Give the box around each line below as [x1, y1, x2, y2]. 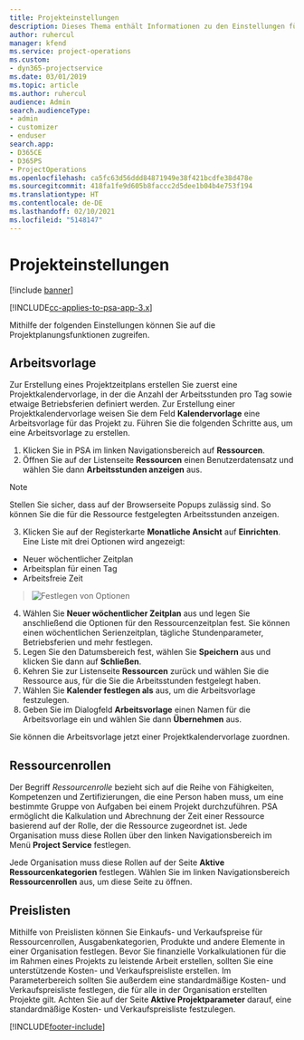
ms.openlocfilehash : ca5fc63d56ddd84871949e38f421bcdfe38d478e [9, 173, 253, 182]
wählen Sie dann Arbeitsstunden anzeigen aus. [22, 464, 203, 476]
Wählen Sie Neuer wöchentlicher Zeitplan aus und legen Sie [22, 608, 251, 619]
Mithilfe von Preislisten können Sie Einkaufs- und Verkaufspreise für [9, 927, 263, 938]
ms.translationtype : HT [9, 190, 100, 199]
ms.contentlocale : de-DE [9, 198, 103, 208]
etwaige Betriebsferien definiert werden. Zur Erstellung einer [9, 399, 235, 409]
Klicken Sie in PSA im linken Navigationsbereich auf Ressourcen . [22, 445, 265, 456]
